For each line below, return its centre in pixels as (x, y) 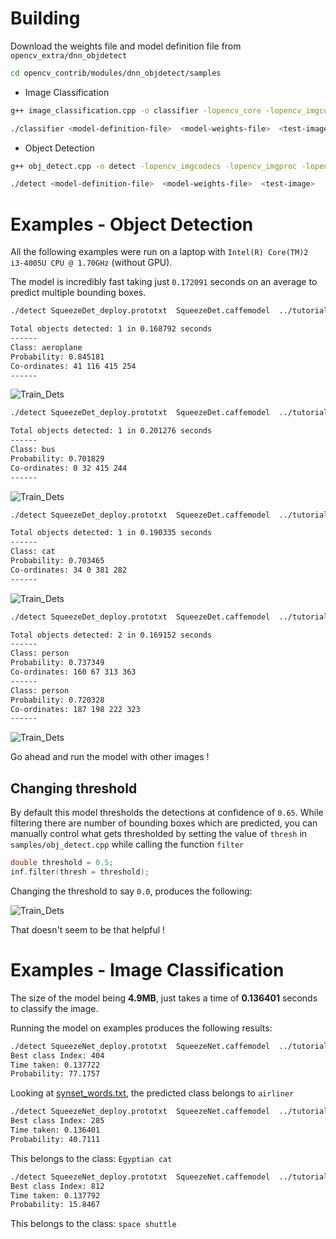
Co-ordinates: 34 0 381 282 (69, 570)
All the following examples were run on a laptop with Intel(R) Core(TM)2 (159, 252)
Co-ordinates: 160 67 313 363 (73, 672)
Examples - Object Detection (132, 224)
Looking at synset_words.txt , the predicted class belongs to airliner (152, 1093)
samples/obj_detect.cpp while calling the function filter (127, 844)
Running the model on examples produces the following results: (141, 1028)
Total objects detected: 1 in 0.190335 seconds (111, 533)
